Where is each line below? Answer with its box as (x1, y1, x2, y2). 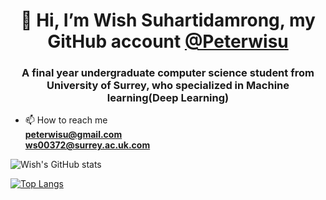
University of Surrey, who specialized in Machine (46, 79, 290, 93)
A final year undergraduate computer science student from (21, 66, 315, 80)
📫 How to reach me (24, 114, 108, 126)
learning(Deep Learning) (106, 91, 230, 105)
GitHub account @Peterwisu (47, 30, 289, 53)
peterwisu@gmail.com (24, 129, 123, 141)
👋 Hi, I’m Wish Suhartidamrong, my (20, 9, 316, 32)
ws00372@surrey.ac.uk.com (24, 139, 151, 151)
